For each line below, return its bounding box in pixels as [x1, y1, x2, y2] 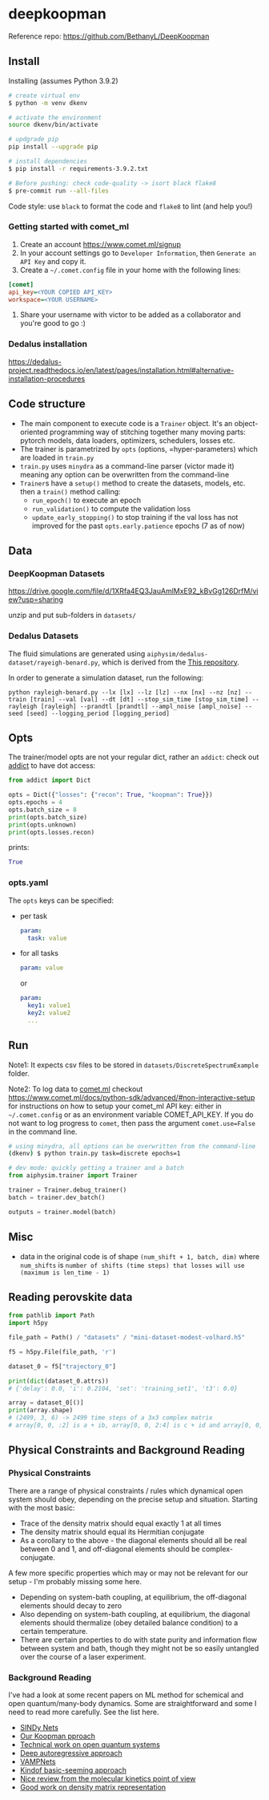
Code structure [8, 397, 86, 411]
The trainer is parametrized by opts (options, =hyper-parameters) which [19, 444, 258, 453]
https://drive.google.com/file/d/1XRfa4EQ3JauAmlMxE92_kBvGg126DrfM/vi [8, 587, 259, 596]
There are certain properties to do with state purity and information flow [19, 1635, 258, 1644]
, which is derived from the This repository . [97, 657, 240, 667]
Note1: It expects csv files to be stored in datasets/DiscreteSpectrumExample [8, 1060, 259, 1070]
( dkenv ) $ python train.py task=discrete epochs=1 [8, 1149, 181, 1158]
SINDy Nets [19, 1722, 58, 1732]
